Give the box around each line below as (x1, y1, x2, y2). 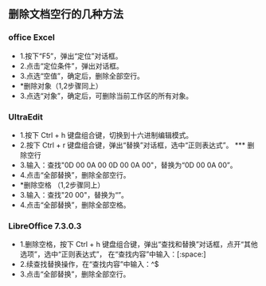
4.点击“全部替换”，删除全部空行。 (19, 170, 131, 179)
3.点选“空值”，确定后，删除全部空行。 (19, 71, 145, 80)
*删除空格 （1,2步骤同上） (19, 180, 105, 190)
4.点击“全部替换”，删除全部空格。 (19, 200, 131, 210)
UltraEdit (8, 111, 44, 122)
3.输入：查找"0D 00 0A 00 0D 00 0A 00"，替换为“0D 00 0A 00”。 (19, 160, 237, 170)
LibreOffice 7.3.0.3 (8, 220, 82, 231)
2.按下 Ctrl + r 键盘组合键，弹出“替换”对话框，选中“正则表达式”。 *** (19, 140, 245, 150)
